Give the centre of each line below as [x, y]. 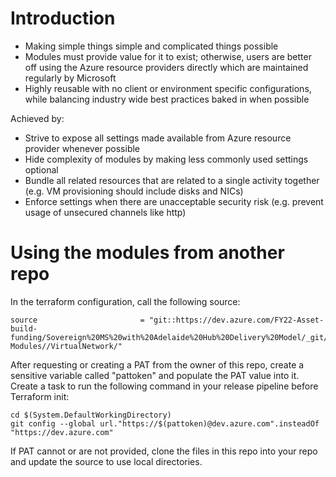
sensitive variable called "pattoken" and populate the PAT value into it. [155, 375]
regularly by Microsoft [70, 78]
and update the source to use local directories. [106, 461]
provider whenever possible [82, 148]
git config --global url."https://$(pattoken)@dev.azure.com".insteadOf [165, 423]
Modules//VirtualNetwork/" [66, 346]
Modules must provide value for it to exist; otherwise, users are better [168, 56]
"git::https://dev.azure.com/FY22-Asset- [236, 320]
